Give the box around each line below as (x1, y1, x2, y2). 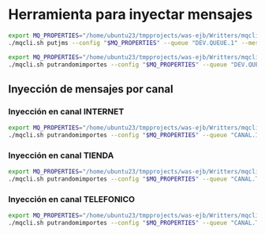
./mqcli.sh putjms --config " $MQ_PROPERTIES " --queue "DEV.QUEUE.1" (8, 39, 238, 47)
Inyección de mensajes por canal (8, 82, 174, 95)
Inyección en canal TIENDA (8, 150, 114, 161)
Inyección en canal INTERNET (8, 106, 125, 117)
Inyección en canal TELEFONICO (8, 193, 136, 204)
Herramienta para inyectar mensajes (8, 6, 253, 24)
